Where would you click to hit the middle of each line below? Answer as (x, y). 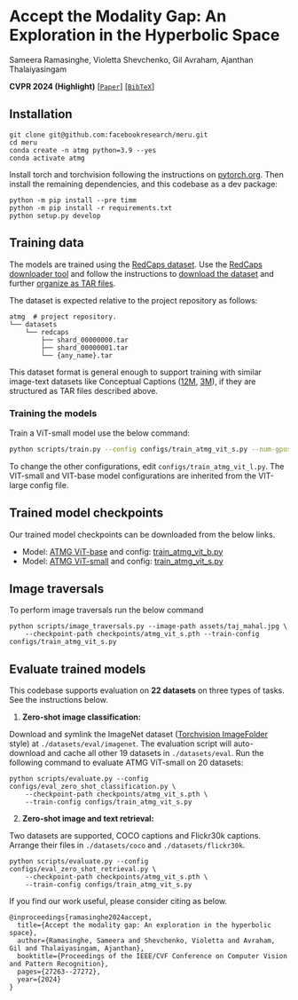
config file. (49, 484)
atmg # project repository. (63, 317)
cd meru (24, 142)
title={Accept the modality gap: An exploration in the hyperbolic (145, 925)
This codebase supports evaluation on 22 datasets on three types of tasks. (147, 690)
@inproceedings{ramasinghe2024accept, (81, 917)
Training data (47, 243)
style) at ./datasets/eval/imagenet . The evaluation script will (121, 744)
